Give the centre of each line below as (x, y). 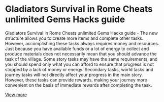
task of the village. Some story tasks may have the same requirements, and (81, 59)
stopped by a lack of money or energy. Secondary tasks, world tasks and (79, 69)
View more (16, 95)
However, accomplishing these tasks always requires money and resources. (82, 43)
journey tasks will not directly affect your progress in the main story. (74, 75)
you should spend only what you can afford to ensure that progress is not (80, 64)
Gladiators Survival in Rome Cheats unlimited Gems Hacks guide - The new (82, 33)
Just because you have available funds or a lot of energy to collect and (77, 49)
